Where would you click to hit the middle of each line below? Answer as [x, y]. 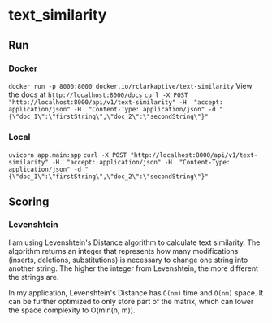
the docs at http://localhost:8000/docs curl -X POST [98, 94]
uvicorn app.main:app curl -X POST [68, 155]
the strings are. [34, 277]
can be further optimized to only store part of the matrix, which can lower [131, 301]
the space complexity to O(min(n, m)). [72, 310]
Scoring [29, 201]
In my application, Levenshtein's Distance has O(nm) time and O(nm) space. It [136, 292]
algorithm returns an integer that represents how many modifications [123, 251]
